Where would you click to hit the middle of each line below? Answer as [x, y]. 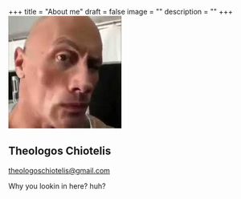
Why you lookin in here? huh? [57, 186]
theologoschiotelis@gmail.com [59, 170]
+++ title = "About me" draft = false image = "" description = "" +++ [120, 12]
